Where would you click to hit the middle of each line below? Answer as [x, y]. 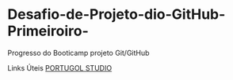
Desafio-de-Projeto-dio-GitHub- [116, 15]
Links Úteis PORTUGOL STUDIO [60, 67]
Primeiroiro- [48, 31]
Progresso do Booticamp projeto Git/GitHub [78, 53]
